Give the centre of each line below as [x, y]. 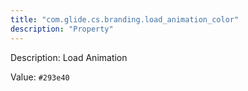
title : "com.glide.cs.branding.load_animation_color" [125, 19]
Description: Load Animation [69, 57]
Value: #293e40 [40, 77]
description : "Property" [62, 29]
